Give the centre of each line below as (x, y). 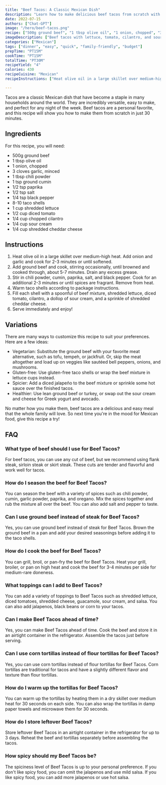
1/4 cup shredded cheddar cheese (47, 229)
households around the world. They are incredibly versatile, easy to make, (81, 103)
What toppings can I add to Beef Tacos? (54, 585)
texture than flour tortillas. (31, 675)
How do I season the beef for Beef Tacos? (56, 482)
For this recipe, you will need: (35, 146)
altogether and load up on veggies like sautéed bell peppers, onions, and (86, 362)
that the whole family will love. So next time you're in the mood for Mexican (82, 414)
